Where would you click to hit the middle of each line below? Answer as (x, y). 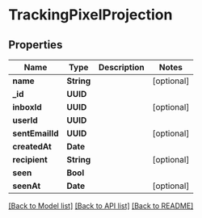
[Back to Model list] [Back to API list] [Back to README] (101, 206)
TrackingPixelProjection (90, 15)
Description (121, 67)
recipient (30, 159)
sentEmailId (36, 133)
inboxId (27, 107)
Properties (36, 45)
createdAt (32, 147)
